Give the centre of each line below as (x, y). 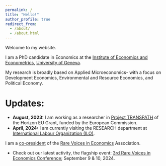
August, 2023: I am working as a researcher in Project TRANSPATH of (86, 117)
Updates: (25, 103)
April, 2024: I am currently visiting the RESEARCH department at (80, 128)
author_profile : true (28, 19)
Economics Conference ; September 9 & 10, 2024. (64, 158)
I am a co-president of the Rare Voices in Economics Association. (73, 143)
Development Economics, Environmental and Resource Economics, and (79, 78)
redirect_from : (21, 24)
